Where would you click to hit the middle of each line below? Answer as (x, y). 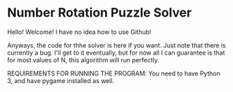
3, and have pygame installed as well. (61, 80)
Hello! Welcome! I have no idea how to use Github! (79, 32)
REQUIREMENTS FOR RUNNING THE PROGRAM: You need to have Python (114, 73)
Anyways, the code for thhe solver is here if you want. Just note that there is (116, 45)
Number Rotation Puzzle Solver (99, 13)
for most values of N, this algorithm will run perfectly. (83, 59)
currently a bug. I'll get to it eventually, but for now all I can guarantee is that (116, 53)
